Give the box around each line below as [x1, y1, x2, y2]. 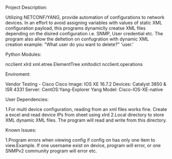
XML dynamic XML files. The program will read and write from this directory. [5, 117, 167, 123]
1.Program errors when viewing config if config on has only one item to [5, 137, 156, 143]
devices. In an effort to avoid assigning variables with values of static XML [5, 20, 163, 26]
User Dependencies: [5, 97, 49, 102]
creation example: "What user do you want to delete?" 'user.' [5, 41, 134, 48]
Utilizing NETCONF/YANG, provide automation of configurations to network [5, 14, 165, 20]
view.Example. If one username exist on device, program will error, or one [5, 143, 161, 148]
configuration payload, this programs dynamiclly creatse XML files [5, 25, 146, 31]
